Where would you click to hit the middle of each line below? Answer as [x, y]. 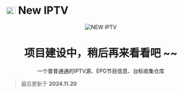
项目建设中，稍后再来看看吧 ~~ [101, 53]
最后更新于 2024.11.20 [49, 83]
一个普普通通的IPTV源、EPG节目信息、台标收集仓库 [101, 71]
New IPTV [43, 10]
